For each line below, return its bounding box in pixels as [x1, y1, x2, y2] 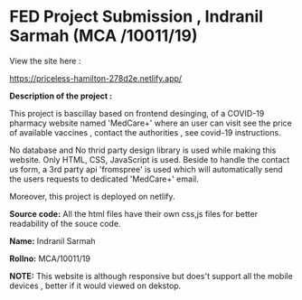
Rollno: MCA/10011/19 [9, 253, 90, 264]
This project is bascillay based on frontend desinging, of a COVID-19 [9, 108, 265, 118]
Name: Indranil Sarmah [9, 235, 96, 246]
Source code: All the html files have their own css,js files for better [9, 208, 259, 219]
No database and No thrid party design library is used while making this [9, 145, 277, 155]
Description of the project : [9, 90, 113, 101]
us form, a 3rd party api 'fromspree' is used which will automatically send [9, 164, 283, 174]
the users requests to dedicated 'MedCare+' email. [9, 173, 199, 184]
